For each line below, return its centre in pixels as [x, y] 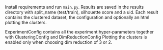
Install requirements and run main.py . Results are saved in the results [74, 7]
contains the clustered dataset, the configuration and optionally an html [77, 17]
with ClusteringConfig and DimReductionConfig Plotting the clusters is [76, 37]
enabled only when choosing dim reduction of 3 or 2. [59, 42]
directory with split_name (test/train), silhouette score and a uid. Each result [82, 12]
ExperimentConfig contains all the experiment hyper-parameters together [79, 32]
